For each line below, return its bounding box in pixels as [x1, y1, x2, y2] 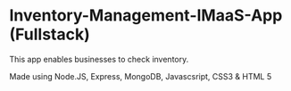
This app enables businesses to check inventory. [9, 54, 189, 64]
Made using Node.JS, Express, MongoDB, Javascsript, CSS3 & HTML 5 [9, 70, 272, 81]
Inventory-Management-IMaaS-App [9, 5, 283, 26]
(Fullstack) [9, 24, 91, 45]
